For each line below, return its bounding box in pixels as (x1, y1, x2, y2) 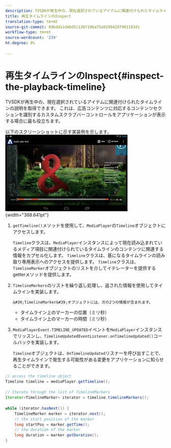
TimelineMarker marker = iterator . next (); (14, 411, 106, 416)
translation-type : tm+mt (5, 19, 58, 24)
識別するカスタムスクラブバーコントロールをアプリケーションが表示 (22, 111, 166, 117)
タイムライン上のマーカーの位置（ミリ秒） (20, 309, 109, 315)
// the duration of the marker (14, 427, 81, 433)
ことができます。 (17, 362, 53, 369)
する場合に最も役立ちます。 (5, 118, 63, 124)
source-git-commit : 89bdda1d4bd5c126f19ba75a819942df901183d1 (5, 24, 140, 30)
